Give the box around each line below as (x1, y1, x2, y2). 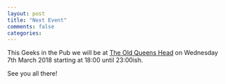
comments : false (7, 23, 55, 30)
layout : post (7, 10, 45, 17)
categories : (7, 29, 42, 37)
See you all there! (7, 69, 58, 78)
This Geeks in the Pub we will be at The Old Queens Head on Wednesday (7, 49, 219, 57)
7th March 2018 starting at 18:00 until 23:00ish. (7, 56, 143, 65)
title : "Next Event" (7, 17, 68, 24)
